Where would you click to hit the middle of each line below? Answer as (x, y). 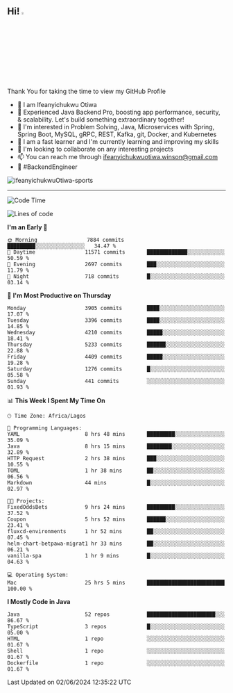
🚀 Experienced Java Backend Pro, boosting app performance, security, (119, 112)
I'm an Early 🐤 (27, 227)
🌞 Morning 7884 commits (66, 240)
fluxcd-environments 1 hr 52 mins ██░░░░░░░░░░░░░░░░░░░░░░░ (116, 531)
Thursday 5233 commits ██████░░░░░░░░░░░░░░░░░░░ (116, 344)
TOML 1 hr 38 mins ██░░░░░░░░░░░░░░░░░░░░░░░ (116, 471)
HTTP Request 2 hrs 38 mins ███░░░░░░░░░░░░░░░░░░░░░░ (116, 458)
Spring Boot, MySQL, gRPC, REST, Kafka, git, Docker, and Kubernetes (117, 134)
